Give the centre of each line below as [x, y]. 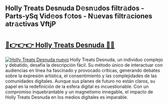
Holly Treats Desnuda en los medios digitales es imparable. [67, 97]
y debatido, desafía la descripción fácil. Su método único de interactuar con [84, 65]
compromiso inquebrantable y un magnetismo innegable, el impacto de [79, 92]
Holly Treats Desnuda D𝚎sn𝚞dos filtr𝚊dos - [75, 8]
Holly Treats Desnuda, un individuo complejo [117, 60]
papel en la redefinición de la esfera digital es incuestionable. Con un [77, 86]
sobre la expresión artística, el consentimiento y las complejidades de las [81, 76]
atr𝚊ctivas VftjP [31, 24]
